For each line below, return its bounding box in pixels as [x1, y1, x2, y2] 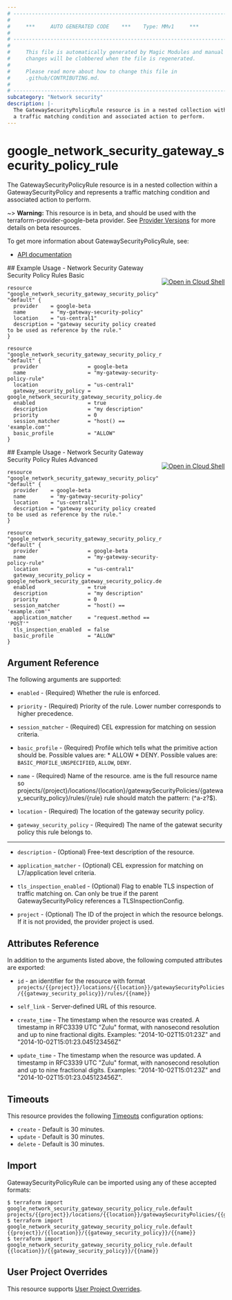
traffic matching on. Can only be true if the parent [17, 890, 159, 898]
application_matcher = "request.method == [13, 614, 150, 621]
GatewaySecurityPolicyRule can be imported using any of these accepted [7, 1178, 217, 1186]
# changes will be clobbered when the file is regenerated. [7, 55, 196, 62]
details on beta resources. [7, 223, 81, 232]
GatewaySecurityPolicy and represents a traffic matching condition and [7, 188, 211, 196]
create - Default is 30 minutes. [17, 1126, 105, 1133]
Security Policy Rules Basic [7, 271, 85, 279]
